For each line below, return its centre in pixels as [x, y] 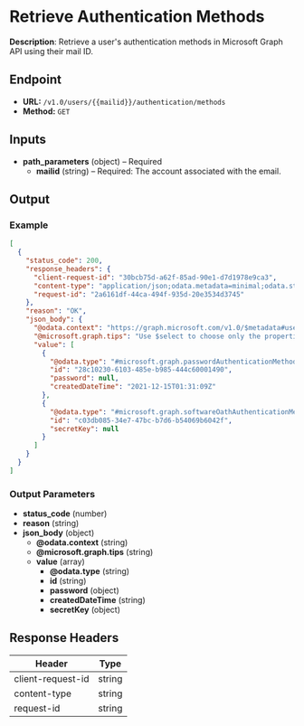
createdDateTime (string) [98, 600]
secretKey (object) [85, 610]
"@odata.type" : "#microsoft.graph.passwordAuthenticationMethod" [175, 362]
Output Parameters [52, 494]
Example [29, 225]
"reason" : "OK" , [57, 311]
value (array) [61, 561]
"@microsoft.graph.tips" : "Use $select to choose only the [147, 336]
